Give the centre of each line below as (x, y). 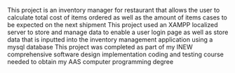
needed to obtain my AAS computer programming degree (90, 62)
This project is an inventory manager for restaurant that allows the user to (114, 10)
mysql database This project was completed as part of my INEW (100, 47)
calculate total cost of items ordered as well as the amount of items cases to (117, 17)
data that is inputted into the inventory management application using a (110, 40)
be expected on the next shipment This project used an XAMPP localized (113, 25)
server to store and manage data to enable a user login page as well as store (118, 32)
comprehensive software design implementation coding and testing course (116, 54)
